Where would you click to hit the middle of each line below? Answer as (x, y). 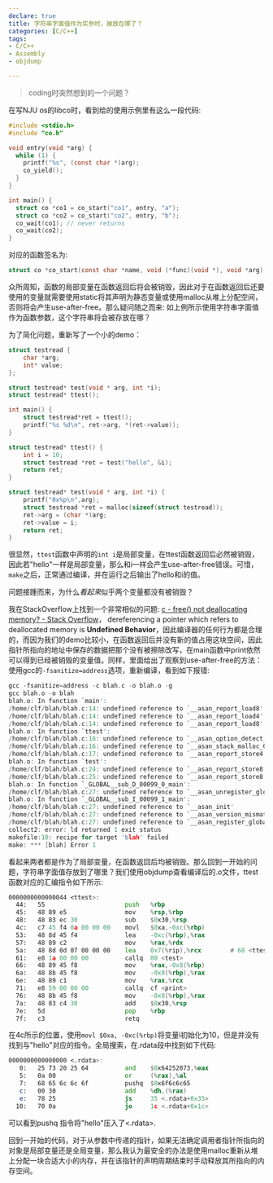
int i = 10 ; (43, 455)
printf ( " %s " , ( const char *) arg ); (81, 163)
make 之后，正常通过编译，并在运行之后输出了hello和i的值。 (106, 574)
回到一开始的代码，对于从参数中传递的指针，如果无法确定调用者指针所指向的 (136, 1140)
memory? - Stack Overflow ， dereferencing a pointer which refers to (123, 619)
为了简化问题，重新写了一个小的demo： (75, 334)
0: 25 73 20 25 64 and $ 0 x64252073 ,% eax (114, 1068)
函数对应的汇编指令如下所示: (56, 882)
